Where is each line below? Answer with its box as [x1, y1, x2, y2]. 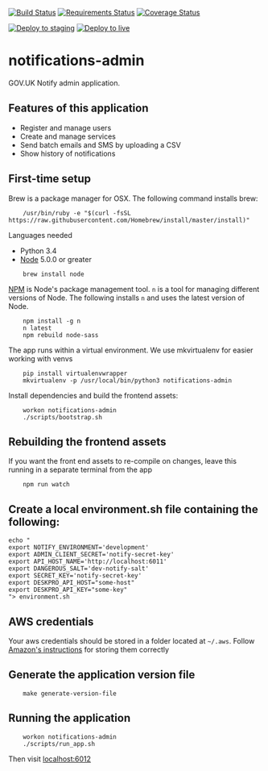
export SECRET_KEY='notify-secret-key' [8, 572, 142, 580]
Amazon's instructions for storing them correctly [8, 645, 170, 654]
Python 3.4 [19, 246, 57, 256]
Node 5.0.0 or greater [19, 254, 93, 264]
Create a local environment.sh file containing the [8, 502, 259, 516]
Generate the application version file [8, 668, 196, 681]
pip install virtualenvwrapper [23, 369, 128, 377]
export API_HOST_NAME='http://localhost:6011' [8, 557, 167, 566]
